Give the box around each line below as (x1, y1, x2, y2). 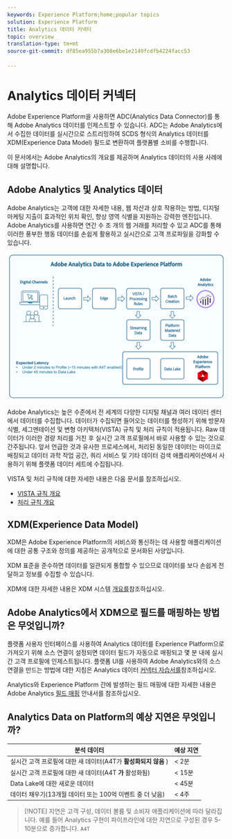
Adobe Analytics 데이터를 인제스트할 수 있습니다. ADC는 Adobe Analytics (14, 121, 217, 129)
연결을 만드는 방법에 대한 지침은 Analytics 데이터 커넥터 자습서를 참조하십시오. (7, 666, 217, 674)
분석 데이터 (74, 746, 105, 754)
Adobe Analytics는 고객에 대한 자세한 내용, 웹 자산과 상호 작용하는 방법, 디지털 (7, 203, 220, 211)
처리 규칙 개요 (17, 498, 55, 506)
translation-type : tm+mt (7, 40, 79, 48)
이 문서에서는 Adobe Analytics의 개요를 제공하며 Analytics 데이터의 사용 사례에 (7, 153, 223, 161)
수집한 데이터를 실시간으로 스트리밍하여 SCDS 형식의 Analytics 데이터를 (14, 129, 209, 138)
